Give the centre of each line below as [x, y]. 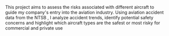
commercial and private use [34, 28]
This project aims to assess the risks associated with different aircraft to [80, 7]
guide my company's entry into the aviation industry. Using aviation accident [84, 12]
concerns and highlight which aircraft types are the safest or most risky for [83, 23]
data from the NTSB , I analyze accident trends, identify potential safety [79, 18]
